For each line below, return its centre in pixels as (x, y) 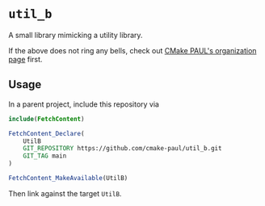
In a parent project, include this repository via (84, 104)
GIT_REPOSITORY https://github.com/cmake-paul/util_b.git (122, 149)
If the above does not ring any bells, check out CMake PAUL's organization (132, 50)
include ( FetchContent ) (46, 119)
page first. (25, 59)
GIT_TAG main (45, 156)
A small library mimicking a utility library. (76, 35)
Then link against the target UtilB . (65, 193)
